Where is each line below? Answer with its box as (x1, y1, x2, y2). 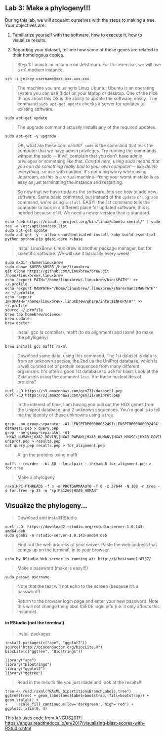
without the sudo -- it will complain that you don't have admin (17, 153, 142, 159)
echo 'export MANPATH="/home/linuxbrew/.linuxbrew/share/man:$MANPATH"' (5, 286, 158, 291)
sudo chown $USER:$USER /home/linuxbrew (5, 264, 90, 269)
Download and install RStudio (17, 515, 78, 521)
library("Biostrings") (5, 662, 52, 667)
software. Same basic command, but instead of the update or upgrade (17, 194, 158, 200)
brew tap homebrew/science (5, 312, 61, 317)
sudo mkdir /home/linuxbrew (5, 260, 63, 265)
